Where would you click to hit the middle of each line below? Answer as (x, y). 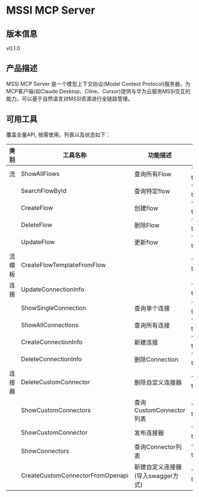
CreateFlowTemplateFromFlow (63, 265)
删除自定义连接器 (158, 382)
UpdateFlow (38, 242)
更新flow (146, 242)
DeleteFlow (37, 225)
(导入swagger (153, 476)
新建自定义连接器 (158, 467)
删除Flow (147, 225)
